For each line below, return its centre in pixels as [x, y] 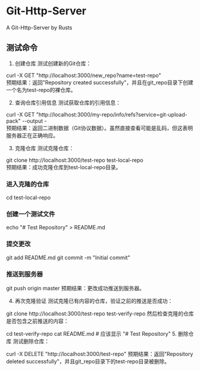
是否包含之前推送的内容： [37, 321]
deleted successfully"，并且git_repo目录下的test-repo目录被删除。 [88, 361]
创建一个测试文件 [31, 214]
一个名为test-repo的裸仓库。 [41, 90]
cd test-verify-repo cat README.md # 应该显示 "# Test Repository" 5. [91, 333]
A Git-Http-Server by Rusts [39, 27]
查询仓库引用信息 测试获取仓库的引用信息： [68, 102]
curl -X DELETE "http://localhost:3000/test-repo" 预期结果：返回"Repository [100, 354]
